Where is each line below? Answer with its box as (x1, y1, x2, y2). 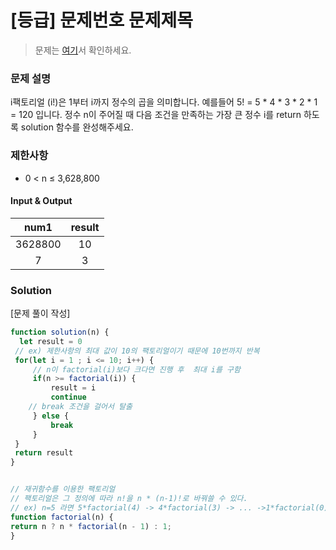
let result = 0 (19, 336, 83, 346)
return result (14, 448, 74, 458)
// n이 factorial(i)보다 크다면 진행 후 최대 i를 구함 (32, 364, 241, 375)
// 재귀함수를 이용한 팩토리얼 (10, 484, 116, 495)
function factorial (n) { (10, 512, 114, 522)
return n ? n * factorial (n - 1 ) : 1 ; (10, 521, 172, 531)
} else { (32, 411, 70, 421)
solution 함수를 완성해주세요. (20, 121, 134, 133)
